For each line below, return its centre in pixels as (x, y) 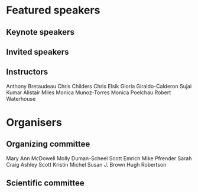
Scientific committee (45, 183)
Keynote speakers (40, 32)
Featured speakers (53, 10)
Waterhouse (21, 98)
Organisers (34, 122)
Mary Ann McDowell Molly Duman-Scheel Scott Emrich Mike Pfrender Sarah (99, 158)
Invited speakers (38, 52)
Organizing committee (48, 144)
